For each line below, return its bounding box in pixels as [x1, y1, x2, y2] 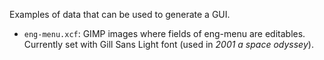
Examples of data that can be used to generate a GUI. [9, 9, 231, 20]
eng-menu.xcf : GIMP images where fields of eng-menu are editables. [23, 28, 306, 39]
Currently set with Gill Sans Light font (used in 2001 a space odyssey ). [23, 39, 314, 50]
